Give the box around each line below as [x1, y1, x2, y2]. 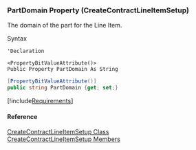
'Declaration [7, 47, 45, 55]
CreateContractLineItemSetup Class [7, 128, 109, 136]
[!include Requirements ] [7, 97, 74, 105]
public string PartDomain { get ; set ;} [7, 85, 118, 92]
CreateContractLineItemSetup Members [7, 135, 120, 143]
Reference [7, 112, 38, 120]
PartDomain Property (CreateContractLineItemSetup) [7, 6, 189, 15]
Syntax [7, 34, 28, 43]
